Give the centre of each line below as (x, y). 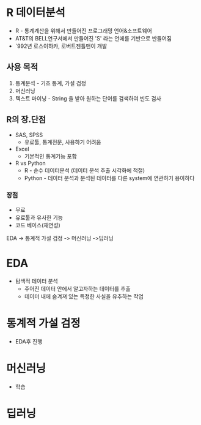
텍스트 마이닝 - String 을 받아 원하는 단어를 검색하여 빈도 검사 (88, 98)
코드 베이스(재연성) (38, 225)
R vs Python (30, 163)
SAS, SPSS (29, 135)
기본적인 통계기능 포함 (51, 156)
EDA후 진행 (29, 341)
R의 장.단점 (26, 120)
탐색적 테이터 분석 (36, 281)
